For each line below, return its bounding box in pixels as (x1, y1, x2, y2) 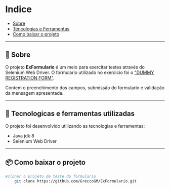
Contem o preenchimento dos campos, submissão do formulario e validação (5, 85, 164, 91)
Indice (5, 4, 32, 15)
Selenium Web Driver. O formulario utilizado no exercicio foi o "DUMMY (5, 69, 154, 75)
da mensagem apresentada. (5, 90, 64, 96)
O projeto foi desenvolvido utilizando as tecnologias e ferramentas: (5, 123, 145, 129)
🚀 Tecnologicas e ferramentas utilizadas (5, 109, 135, 118)
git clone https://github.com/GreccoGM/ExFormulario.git (14, 179, 137, 184)
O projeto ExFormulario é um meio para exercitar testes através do (5, 64, 145, 70)
